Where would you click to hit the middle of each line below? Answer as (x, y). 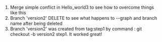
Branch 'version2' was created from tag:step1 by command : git (76, 29)
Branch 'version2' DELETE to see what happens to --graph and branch (84, 18)
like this (18, 13)
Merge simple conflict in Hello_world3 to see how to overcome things (82, 7)
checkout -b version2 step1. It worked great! (56, 34)
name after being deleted (36, 23)
